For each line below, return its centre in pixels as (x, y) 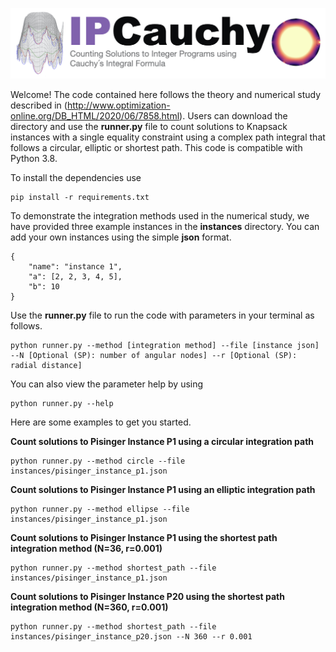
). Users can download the (233, 115)
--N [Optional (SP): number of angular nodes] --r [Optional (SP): (154, 355)
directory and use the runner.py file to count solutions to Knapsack (149, 126)
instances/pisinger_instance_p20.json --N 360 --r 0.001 (131, 636)
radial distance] (46, 365)
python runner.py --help (62, 403)
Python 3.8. (34, 158)
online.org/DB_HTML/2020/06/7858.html (95, 115)
